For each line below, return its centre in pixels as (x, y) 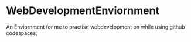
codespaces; (22, 33)
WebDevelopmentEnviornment (83, 11)
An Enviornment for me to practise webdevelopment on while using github (96, 27)
